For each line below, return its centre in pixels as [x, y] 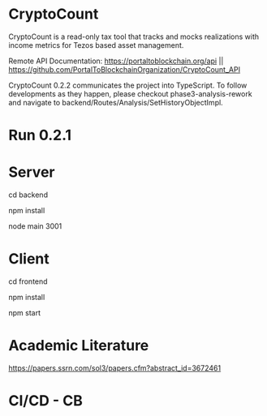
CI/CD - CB [45, 401]
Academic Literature [79, 346]
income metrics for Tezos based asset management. [96, 45]
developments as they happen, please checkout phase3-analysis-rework [131, 93]
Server [32, 172]
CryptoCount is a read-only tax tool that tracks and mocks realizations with [134, 36]
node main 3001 [35, 226]
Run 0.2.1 [40, 135]
